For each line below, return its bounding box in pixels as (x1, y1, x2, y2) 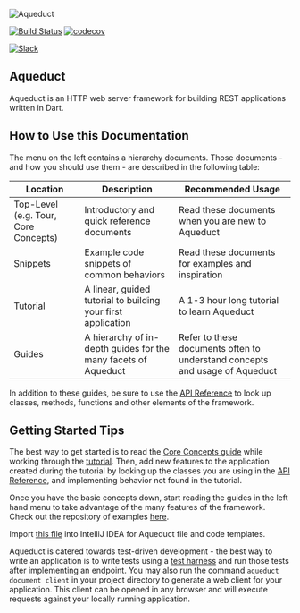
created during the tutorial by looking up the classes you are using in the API (9, 465, 290, 476)
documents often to (178, 342, 261, 354)
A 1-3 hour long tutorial (178, 294, 279, 306)
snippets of (84, 257, 132, 269)
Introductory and (84, 203, 154, 216)
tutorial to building (84, 294, 161, 306)
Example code (84, 246, 145, 259)
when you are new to (178, 215, 267, 227)
